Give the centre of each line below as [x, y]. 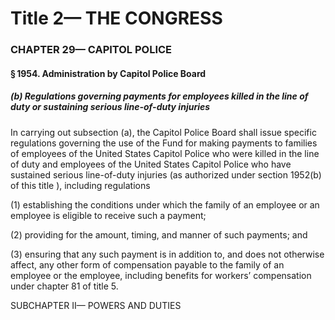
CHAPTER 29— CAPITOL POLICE [91, 50]
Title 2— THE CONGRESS [116, 18]
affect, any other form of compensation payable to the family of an [147, 264]
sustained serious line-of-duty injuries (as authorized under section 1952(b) [166, 174]
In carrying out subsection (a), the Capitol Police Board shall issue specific [163, 132]
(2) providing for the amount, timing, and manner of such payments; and [159, 234]
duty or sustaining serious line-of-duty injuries [110, 107]
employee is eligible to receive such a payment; [108, 215]
